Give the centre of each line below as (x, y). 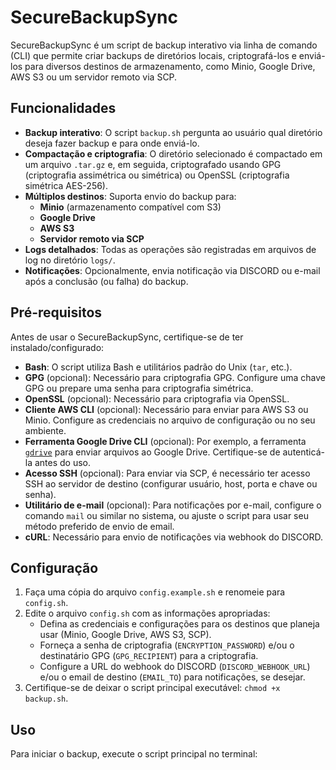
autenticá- (303, 452)
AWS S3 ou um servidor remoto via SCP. (94, 77)
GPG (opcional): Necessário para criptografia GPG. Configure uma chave (175, 377)
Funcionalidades (63, 108)
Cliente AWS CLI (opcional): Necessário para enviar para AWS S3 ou (166, 409)
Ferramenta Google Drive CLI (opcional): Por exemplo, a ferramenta (165, 441)
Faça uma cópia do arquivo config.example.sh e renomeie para (155, 592)
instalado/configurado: (57, 347)
